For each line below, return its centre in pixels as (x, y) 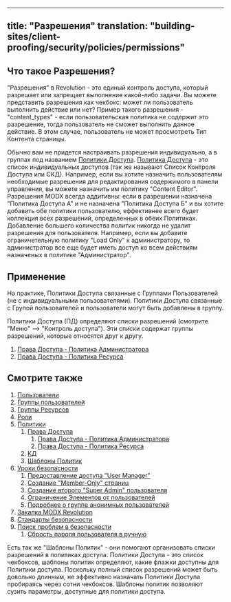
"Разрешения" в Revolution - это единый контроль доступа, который (108, 88)
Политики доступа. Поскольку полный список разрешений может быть (112, 569)
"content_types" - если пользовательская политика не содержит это (108, 117)
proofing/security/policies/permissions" (96, 48)
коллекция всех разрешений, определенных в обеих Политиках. (102, 219)
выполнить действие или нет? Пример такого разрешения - (95, 110)
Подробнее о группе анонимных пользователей (98, 505)
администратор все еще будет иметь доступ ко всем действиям (102, 248)
